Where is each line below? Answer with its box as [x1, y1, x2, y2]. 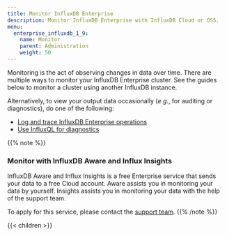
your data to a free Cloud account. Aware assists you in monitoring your [7, 179, 214, 188]
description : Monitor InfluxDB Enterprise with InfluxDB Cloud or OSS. [7, 17, 219, 24]
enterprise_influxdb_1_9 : [13, 29, 89, 37]
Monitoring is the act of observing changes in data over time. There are [7, 68, 212, 77]
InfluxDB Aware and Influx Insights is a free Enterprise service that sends [7, 172, 217, 180]
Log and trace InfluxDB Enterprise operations [17, 117, 148, 126]
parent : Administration [19, 43, 89, 50]
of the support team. [7, 194, 66, 202]
